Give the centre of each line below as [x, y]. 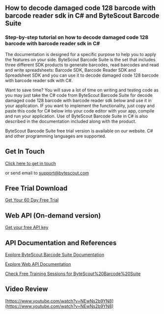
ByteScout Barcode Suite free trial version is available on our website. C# [79, 131]
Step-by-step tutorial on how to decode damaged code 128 [77, 37]
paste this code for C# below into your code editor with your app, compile [80, 111]
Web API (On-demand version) [53, 215]
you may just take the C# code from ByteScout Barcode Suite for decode [79, 95]
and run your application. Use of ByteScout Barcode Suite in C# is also [77, 116]
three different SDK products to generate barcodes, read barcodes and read [82, 65]
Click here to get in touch [31, 163]
